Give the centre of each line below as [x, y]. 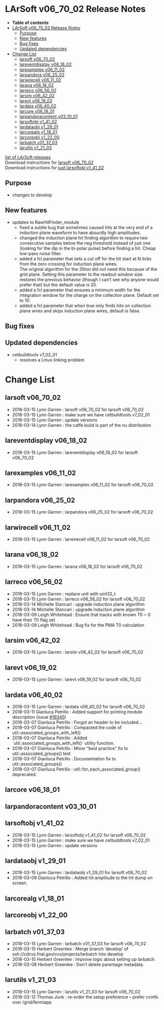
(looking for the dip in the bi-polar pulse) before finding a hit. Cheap [88, 248]
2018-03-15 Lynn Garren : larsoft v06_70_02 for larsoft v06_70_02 [78, 409]
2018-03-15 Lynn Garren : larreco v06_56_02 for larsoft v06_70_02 [79, 599]
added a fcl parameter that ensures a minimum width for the [80, 290]
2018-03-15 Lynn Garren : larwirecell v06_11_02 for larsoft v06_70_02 [81, 539]
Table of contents [30, 23]
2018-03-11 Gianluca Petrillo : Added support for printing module [77, 712]
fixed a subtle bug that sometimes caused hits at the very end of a [86, 227]
